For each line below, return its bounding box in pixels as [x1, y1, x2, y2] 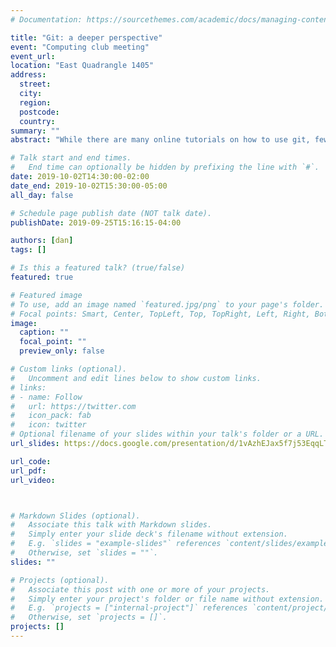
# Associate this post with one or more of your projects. [10, 584, 271, 595]
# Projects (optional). [10, 575, 110, 585]
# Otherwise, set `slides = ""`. [10, 548, 159, 558]
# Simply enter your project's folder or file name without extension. [10, 594, 325, 604]
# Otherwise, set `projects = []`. [10, 612, 168, 623]
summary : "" [10, 126, 60, 136]
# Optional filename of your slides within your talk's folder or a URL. [10, 429, 325, 440]
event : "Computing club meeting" [10, 42, 150, 52]
